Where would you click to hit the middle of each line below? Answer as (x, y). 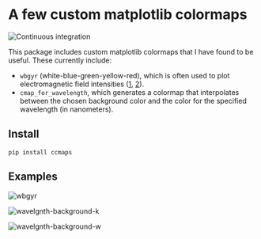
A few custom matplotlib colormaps (128, 15)
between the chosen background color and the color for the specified (133, 101)
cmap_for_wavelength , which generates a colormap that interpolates (129, 92)
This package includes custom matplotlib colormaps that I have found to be (131, 51)
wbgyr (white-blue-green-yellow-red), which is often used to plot (125, 75)
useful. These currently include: (60, 60)
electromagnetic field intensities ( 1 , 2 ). (82, 84)
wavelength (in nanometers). (66, 109)
